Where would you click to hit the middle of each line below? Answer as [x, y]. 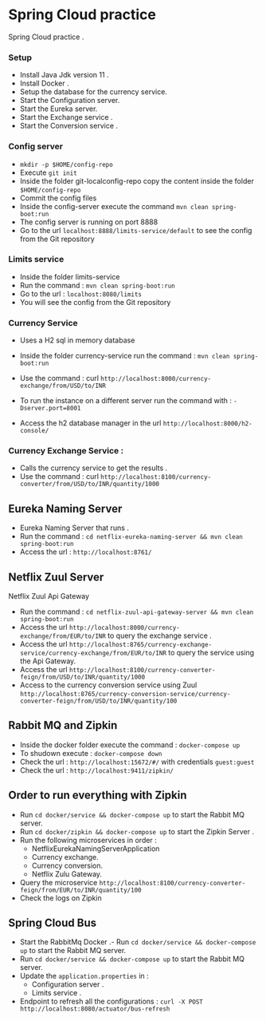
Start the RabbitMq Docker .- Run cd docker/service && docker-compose [138, 942]
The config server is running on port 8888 [89, 222]
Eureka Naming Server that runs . [74, 528]
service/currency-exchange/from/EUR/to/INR [93, 653]
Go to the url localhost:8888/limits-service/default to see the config [136, 230]
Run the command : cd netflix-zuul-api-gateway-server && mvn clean [137, 611]
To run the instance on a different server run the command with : [126, 401]
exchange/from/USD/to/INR [63, 386]
